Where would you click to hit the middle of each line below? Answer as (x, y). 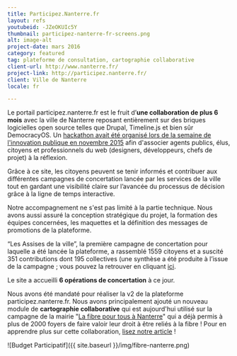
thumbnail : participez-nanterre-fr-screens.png (79, 34)
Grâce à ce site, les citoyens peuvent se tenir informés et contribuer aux (112, 171)
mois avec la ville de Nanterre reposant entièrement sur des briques (107, 120)
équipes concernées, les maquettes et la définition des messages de (108, 223)
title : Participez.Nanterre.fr (53, 14)
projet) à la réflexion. (37, 158)
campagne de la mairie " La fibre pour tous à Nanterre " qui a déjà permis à (115, 316)
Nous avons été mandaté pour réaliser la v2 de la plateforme (96, 294)
